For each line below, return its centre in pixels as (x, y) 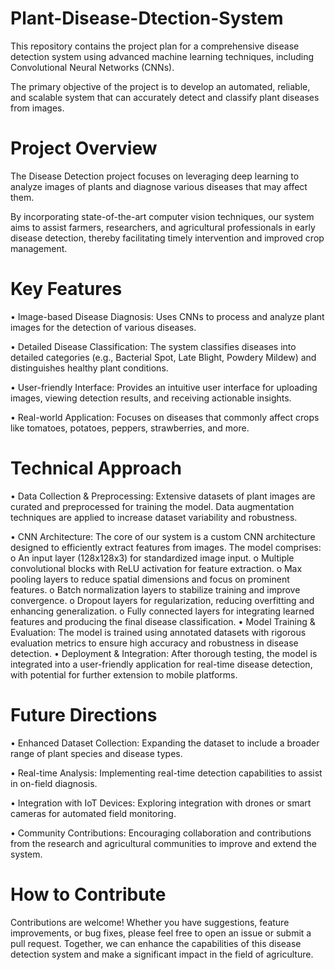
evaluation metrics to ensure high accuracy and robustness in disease (154, 643)
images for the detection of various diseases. (103, 327)
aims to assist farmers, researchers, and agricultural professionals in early (163, 227)
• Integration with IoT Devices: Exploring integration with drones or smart (161, 803)
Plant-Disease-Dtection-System (147, 18)
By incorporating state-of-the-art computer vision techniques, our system (162, 216)
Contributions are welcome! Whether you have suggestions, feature (150, 922)
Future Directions (84, 714)
